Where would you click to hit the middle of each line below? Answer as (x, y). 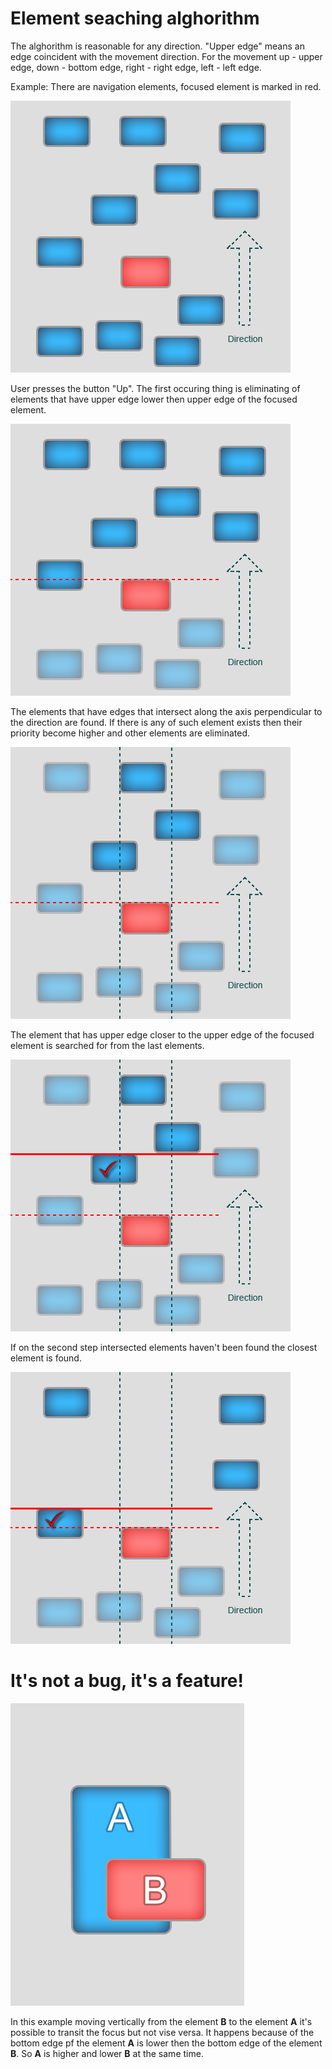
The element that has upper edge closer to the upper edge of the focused (162, 1034)
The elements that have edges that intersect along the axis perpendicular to (166, 711)
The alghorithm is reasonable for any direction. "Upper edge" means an (157, 46)
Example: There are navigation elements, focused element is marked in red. (166, 86)
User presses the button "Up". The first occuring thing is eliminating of (155, 388)
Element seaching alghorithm (135, 18)
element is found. (46, 1358)
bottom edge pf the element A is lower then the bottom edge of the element (166, 2043)
